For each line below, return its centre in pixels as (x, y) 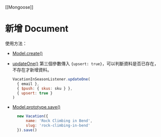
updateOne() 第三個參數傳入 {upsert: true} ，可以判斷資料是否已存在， (85, 64)
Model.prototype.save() (36, 107)
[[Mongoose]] (19, 7)
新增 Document (37, 29)
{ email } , (28, 84)
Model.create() (27, 53)
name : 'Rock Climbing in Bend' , (59, 121)
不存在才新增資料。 (32, 69)
